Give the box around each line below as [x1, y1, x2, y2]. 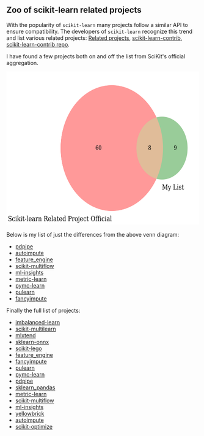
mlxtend [15, 331, 36, 339]
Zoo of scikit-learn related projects [6, 5, 142, 15]
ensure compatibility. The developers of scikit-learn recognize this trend [6, 28, 193, 35]
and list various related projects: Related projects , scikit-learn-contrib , [6, 34, 183, 42]
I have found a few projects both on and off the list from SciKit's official [6, 52, 186, 60]
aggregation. [6, 59, 38, 66]
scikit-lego [15, 345, 42, 352]
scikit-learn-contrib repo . [6, 40, 70, 48]
